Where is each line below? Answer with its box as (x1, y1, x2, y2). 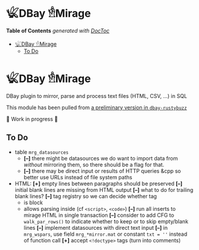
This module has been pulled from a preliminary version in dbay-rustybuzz (6, 104, 187, 111)
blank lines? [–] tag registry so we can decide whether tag (14, 192, 157, 200)
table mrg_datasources (14, 148, 69, 156)
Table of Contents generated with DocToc (6, 27, 110, 34)
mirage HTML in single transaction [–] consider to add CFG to (23, 211, 174, 219)
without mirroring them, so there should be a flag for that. (23, 161, 165, 168)
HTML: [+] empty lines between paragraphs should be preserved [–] (14, 180, 183, 187)
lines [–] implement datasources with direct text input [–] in (23, 224, 168, 231)
